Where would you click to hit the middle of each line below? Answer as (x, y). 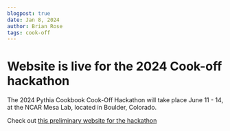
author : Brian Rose (35, 26)
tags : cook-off (29, 33)
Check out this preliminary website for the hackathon (82, 121)
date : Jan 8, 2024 (33, 20)
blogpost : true (29, 13)
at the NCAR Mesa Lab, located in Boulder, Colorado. (82, 108)
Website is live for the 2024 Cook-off (115, 67)
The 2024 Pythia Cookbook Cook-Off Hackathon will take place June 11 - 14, (115, 100)
